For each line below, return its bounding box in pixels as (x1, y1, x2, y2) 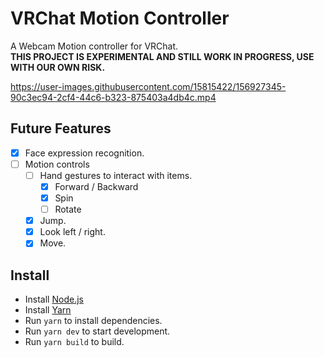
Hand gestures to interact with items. (39, 169, 193, 181)
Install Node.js (24, 293, 84, 306)
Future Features (10, 120, 112, 137)
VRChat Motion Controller (10, 7, 230, 30)
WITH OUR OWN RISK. (10, 61, 106, 73)
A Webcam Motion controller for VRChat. (10, 40, 179, 52)
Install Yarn (24, 304, 72, 316)
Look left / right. (39, 226, 106, 238)
